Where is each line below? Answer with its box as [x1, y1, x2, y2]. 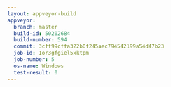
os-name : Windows [13, 62, 64, 69]
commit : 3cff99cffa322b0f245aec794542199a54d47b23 [13, 43, 165, 50]
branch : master [13, 23, 58, 30]
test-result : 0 [13, 69, 58, 76]
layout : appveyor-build [7, 10, 77, 18]
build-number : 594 [13, 36, 68, 43]
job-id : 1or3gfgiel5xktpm [13, 50, 90, 57]
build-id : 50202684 [13, 29, 71, 37]
